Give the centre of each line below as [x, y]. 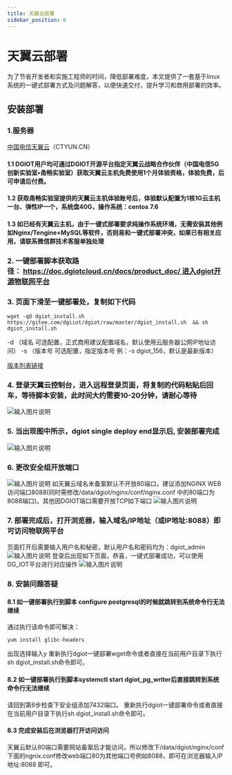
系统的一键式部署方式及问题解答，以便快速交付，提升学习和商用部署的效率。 [116, 85]
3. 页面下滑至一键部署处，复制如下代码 [71, 302]
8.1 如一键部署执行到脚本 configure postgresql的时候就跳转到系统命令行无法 [116, 602]
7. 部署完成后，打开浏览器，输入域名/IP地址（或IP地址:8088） [110, 520]
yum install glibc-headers [46, 640]
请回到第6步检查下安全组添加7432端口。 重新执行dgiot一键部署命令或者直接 [115, 705]
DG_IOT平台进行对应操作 [42, 565]
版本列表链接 [25, 366]
